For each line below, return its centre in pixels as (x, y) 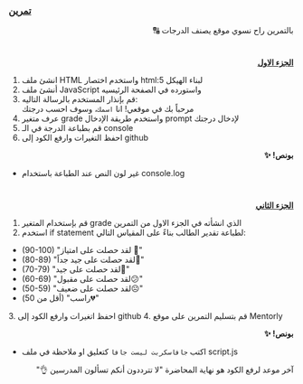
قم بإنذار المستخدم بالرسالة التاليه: (80, 99)
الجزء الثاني (275, 205)
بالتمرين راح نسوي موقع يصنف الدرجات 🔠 (223, 31)
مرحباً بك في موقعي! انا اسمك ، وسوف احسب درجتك (108, 109)
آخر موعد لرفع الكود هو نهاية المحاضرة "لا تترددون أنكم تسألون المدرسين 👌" (165, 370)
